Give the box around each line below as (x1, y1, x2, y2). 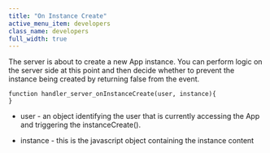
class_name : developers (8, 27, 89, 35)
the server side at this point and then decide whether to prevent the (8, 66, 235, 76)
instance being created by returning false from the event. (8, 74, 200, 84)
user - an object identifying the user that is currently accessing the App (20, 111, 260, 121)
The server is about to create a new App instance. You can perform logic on (8, 57, 263, 67)
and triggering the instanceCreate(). (20, 120, 141, 130)
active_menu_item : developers (8, 20, 111, 28)
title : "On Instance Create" (8, 11, 107, 20)
